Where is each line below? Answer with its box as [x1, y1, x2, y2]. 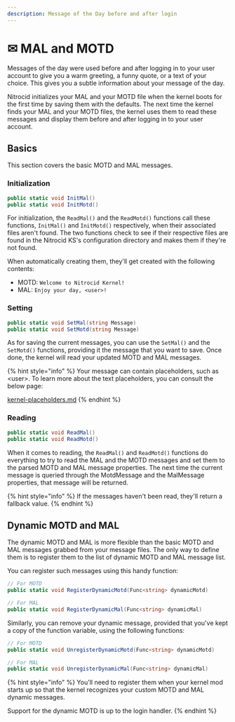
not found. [7, 244, 37, 252]
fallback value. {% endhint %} [7, 499, 94, 508]
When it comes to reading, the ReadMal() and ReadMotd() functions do [7, 448, 208, 457]
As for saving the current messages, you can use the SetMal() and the [7, 339, 210, 347]
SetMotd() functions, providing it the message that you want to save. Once [7, 346, 222, 355]
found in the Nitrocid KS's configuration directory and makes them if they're [7, 236, 227, 244]
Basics [7, 142, 37, 155]
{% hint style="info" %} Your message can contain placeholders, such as [7, 367, 219, 376]
